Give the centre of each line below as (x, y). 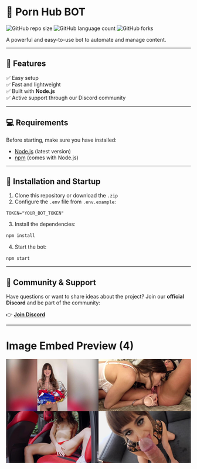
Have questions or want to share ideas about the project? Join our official (95, 296)
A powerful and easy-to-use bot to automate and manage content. (86, 39)
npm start (18, 259)
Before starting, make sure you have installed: (62, 140)
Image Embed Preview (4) (70, 346)
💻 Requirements (37, 123)
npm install (21, 236)
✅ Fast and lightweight (33, 84)
